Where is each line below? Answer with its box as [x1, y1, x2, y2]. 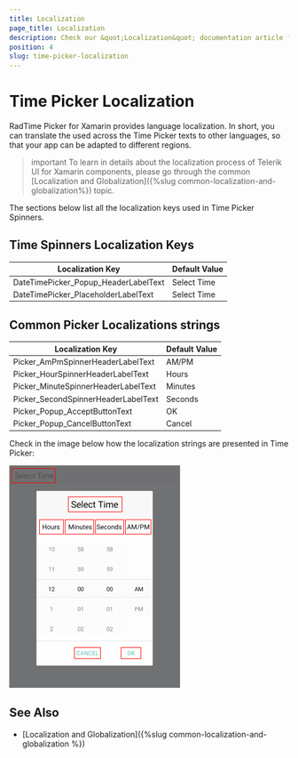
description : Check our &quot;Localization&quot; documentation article [9, 33, 284, 42]
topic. [93, 185, 115, 196]
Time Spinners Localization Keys [9, 238, 195, 253]
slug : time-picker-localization [9, 52, 129, 61]
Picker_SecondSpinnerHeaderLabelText [12, 393, 160, 404]
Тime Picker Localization [9, 92, 195, 111]
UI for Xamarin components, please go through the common [30, 166, 251, 177]
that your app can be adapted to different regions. [9, 140, 192, 150]
